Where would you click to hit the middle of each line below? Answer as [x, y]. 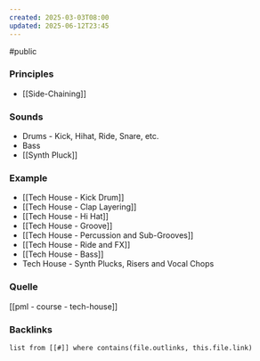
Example [28, 178]
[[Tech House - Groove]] [67, 226]
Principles [32, 74]
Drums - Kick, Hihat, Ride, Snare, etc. [90, 136]
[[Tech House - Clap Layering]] [79, 207]
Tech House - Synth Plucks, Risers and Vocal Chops [118, 264]
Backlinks [31, 329]
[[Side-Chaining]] [54, 94]
